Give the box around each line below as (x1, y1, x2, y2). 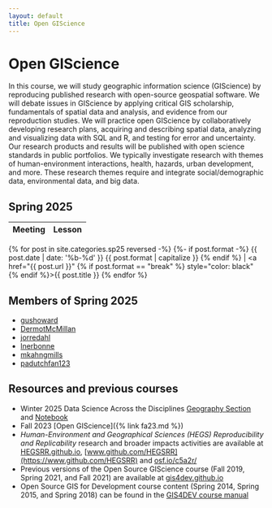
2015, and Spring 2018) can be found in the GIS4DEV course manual (19, 489, 249, 500)
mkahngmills (19, 350, 63, 360)
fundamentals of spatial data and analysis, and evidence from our (8, 107, 228, 117)
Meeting (12, 224, 46, 236)
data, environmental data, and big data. (8, 176, 140, 186)
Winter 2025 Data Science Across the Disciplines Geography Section (19, 403, 252, 413)
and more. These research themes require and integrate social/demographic (8, 167, 264, 177)
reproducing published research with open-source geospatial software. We (8, 90, 260, 100)
